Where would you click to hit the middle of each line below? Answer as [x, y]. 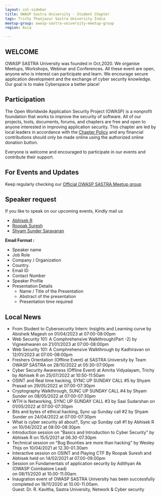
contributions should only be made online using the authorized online [74, 137]
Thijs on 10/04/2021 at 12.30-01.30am [50, 448]
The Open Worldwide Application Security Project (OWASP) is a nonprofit [79, 111]
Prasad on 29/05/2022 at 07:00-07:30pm [54, 386]
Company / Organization [37, 260]
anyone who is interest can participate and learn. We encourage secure [77, 74]
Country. [21, 265]
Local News [23, 317]
